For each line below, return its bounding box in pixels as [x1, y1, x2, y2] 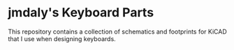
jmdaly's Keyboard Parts [8, 5, 154, 21]
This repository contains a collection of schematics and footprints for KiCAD [8, 27, 228, 36]
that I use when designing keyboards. [8, 34, 116, 42]
